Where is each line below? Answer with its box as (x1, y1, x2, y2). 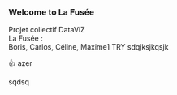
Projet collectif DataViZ (8, 25, 85, 35)
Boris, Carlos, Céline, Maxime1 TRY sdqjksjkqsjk (8, 42, 169, 52)
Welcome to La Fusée (8, 6, 95, 18)
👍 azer (8, 58, 32, 68)
